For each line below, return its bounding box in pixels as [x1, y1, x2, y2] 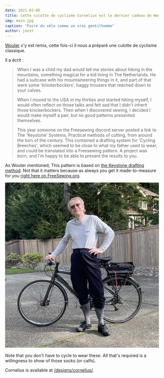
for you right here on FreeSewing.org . [5, 173, 81, 179]
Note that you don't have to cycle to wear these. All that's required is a [5, 353, 146, 358]
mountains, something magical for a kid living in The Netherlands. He [17, 72, 156, 78]
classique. [5, 48, 26, 54]
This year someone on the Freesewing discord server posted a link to [17, 127, 157, 133]
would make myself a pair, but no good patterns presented [17, 112, 135, 118]
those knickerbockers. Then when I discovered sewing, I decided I [17, 107, 151, 113]
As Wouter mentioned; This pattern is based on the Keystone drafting [5, 163, 144, 168]
